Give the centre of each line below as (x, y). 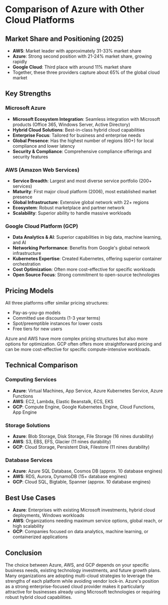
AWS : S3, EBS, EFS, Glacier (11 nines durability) (62, 442)
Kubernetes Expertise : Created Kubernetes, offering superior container (87, 258)
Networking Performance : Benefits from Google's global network (81, 248)
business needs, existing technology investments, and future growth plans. (83, 570)
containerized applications (40, 537)
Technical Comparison (42, 365)
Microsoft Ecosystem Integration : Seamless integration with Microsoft (86, 119)
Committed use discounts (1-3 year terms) (57, 318)
